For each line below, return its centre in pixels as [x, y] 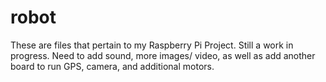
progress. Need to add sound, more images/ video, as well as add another [163, 55]
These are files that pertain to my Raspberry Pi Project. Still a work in [152, 45]
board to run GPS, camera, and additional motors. [112, 66]
